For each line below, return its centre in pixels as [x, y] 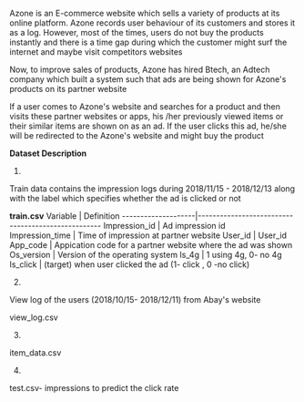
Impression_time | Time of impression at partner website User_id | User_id [148, 235]
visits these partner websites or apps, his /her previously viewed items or [147, 116]
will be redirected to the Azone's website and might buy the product [137, 135]
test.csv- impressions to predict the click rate [94, 388]
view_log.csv [34, 317]
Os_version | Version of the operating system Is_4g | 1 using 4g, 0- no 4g [146, 255]
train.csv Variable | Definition [65, 216]
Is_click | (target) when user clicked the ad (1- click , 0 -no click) [130, 264]
